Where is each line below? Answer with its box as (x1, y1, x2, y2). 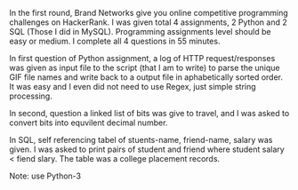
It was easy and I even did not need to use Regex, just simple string (9, 82, 256, 91)
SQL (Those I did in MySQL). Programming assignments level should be (9, 27, 271, 36)
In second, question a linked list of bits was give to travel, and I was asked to (9, 108, 290, 118)
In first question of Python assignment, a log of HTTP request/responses (9, 53, 276, 63)
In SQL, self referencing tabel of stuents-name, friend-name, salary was (9, 135, 273, 145)
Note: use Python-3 (9, 170, 82, 181)
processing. (9, 91, 53, 101)
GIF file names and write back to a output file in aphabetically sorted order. (9, 72, 283, 83)
